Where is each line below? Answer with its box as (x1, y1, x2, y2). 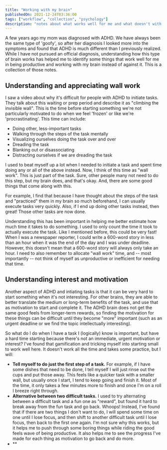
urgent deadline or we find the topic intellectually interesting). (5, 320, 132, 326)
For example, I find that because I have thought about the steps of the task (5, 193, 159, 199)
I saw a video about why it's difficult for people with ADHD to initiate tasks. (5, 94, 159, 100)
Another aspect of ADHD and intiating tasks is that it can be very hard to (5, 288, 154, 294)
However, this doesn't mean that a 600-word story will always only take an (5, 245, 159, 251)
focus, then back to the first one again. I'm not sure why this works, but (12, 419, 159, 425)
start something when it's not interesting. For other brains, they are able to (5, 293, 158, 300)
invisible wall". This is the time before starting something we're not (5, 105, 142, 111)
